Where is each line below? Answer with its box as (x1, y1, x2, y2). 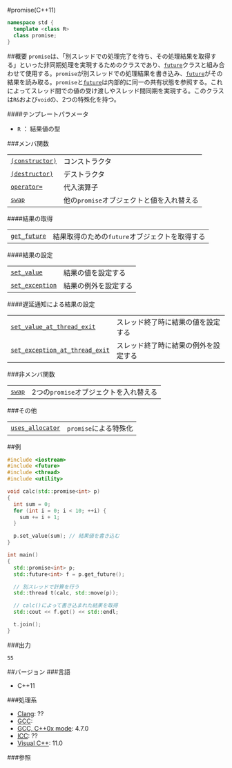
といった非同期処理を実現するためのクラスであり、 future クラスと (19, 60, 207, 68)
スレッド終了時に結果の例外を (116, 340, 214, 350)
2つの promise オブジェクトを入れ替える (31, 387, 157, 397)
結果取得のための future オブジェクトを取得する (52, 232, 206, 241)
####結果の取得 (7, 214, 53, 223)
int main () (7, 552, 39, 559)
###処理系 (7, 695, 37, 704)
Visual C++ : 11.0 (17, 739, 64, 747)
